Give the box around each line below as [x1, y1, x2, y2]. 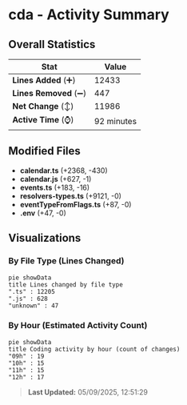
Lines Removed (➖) [12, 88, 86, 98]
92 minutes [93, 115, 137, 126]
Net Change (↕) [12, 101, 74, 111]
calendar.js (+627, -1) [19, 174, 92, 183]
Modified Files [8, 144, 82, 158]
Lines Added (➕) [12, 74, 76, 86]
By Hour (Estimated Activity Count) [8, 320, 148, 331]
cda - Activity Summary [8, 6, 169, 24]
